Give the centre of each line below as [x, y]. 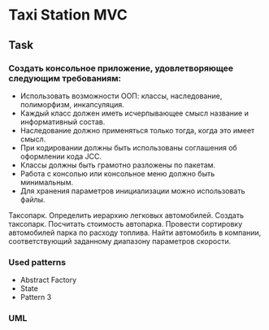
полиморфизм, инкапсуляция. [72, 104]
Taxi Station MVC [68, 15]
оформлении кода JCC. [61, 156]
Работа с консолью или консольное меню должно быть [117, 173]
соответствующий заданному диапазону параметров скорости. [120, 241]
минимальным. [47, 182]
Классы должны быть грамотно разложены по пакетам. [118, 165]
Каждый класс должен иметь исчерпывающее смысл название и [134, 113]
